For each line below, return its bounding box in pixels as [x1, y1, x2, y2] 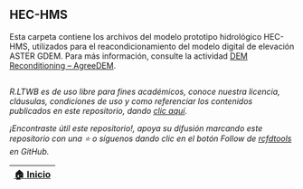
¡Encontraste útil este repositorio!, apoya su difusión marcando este [9, 123, 263, 134]
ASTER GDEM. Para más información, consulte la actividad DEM [9, 50, 249, 61]
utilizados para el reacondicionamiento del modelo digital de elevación [32, 41, 295, 52]
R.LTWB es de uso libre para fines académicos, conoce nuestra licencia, [9, 86, 280, 98]
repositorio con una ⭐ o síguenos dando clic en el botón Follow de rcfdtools [9, 133, 292, 144]
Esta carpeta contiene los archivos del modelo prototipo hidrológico [9, 31, 262, 42]
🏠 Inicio [14, 168, 52, 181]
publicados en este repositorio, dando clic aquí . [9, 106, 188, 117]
